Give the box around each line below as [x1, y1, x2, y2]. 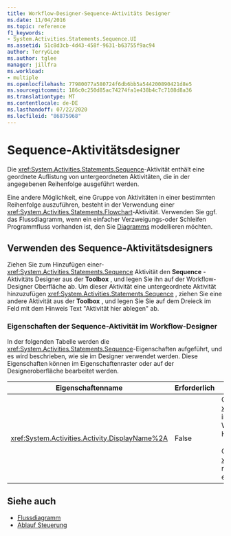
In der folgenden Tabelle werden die [7, 337, 110, 345]
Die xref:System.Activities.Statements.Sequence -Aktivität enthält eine [7, 165, 205, 173]
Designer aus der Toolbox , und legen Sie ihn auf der [34, 275, 186, 283]
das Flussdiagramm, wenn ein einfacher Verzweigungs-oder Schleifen [7, 215, 206, 223]
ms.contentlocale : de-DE [7, 100, 78, 107]
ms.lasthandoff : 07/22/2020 [7, 106, 88, 113]
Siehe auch [7, 495, 56, 507]
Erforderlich [174, 383, 215, 393]
